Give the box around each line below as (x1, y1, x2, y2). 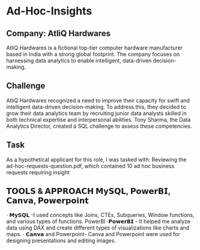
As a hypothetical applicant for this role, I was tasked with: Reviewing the (6, 155, 187, 163)
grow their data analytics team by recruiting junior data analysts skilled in (6, 110, 187, 117)
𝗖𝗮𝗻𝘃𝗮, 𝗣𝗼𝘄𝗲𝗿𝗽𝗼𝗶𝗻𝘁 (6, 196, 89, 206)
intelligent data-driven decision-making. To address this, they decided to (6, 103, 186, 110)
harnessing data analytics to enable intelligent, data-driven (6, 57, 152, 64)
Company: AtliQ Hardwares (6, 28, 111, 39)
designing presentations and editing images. (6, 237, 116, 245)
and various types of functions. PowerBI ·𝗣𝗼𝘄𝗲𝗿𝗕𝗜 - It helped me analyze (6, 218, 191, 225)
